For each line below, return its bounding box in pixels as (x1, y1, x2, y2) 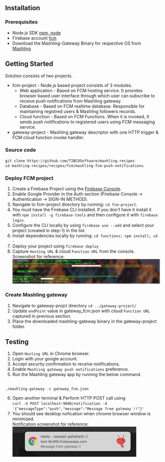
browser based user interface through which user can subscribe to (19, 93, 155, 99)
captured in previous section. (12, 313, 72, 319)
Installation (5, 4, 40, 12)
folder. (12, 324, 26, 329)
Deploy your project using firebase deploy (12, 243, 99, 249)
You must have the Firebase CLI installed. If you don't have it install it (12, 207, 152, 213)
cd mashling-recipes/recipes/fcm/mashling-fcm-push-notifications (5, 163, 144, 168)
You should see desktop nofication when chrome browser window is (12, 411, 151, 417)
